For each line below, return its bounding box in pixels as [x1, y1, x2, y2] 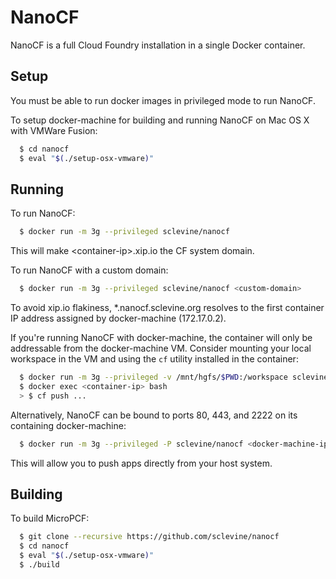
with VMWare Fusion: [10, 124, 98, 136]
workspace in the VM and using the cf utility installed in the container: [10, 353, 299, 365]
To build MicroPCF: [10, 512, 90, 525]
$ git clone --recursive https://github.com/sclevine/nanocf [19, 532, 280, 542]
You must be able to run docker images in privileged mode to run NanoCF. [10, 94, 316, 106]
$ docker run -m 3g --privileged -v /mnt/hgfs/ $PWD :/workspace [19, 372, 288, 383]
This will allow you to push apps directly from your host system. [10, 457, 273, 469]
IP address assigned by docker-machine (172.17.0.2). [10, 312, 227, 325]
